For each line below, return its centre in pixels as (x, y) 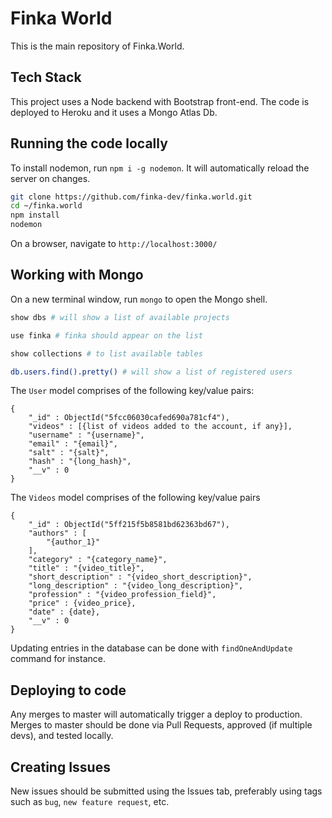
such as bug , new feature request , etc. (90, 801)
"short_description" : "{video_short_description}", (140, 577)
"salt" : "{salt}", (69, 453)
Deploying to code (68, 690)
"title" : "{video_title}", (86, 568)
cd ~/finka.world (46, 206)
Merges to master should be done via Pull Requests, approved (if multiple (161, 725)
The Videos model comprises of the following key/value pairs (135, 498)
